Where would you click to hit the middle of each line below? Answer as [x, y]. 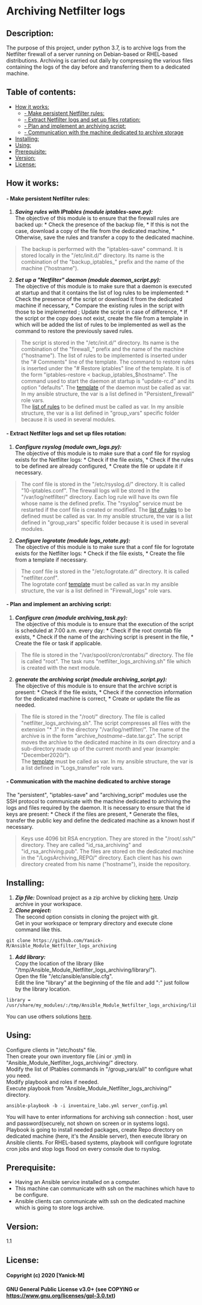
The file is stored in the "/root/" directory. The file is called [93, 716]
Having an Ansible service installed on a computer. [78, 1182]
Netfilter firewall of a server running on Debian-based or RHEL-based [92, 54]
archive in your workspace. [49, 904]
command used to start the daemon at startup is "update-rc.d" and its [107, 381]
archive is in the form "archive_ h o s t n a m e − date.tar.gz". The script [102, 736]
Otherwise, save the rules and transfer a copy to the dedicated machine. [104, 237]
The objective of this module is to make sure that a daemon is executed [103, 287]
